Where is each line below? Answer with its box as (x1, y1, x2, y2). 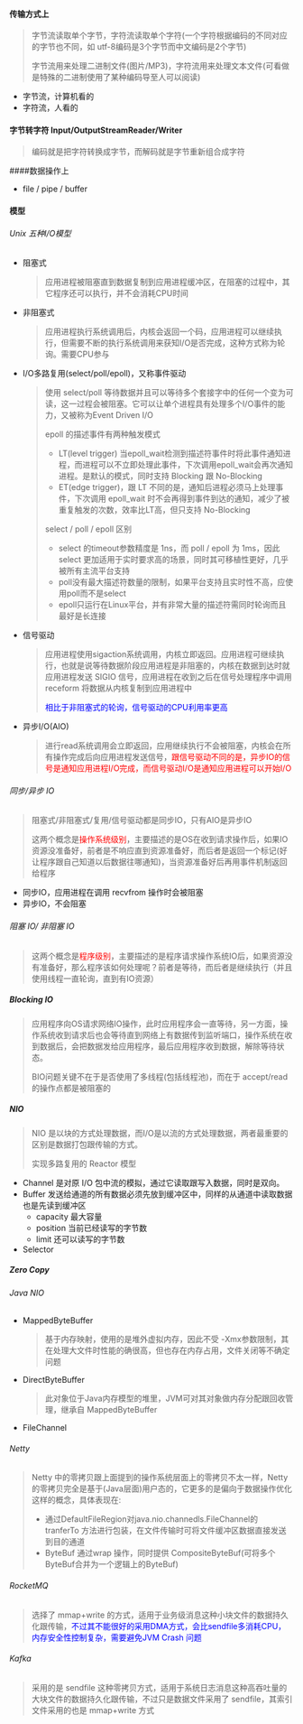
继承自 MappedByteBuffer (60, 1404, 158, 1415)
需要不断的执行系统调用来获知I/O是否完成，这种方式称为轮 (69, 338, 286, 348)
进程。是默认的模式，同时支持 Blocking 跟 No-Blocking (58, 470, 263, 482)
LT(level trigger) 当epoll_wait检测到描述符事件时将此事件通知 (58, 448, 284, 459)
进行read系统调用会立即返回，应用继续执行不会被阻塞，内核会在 (44, 740, 284, 751)
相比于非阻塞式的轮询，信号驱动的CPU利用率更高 (44, 702, 228, 713)
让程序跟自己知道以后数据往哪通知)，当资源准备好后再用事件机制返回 (31, 857, 288, 867)
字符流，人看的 (22, 102, 78, 113)
